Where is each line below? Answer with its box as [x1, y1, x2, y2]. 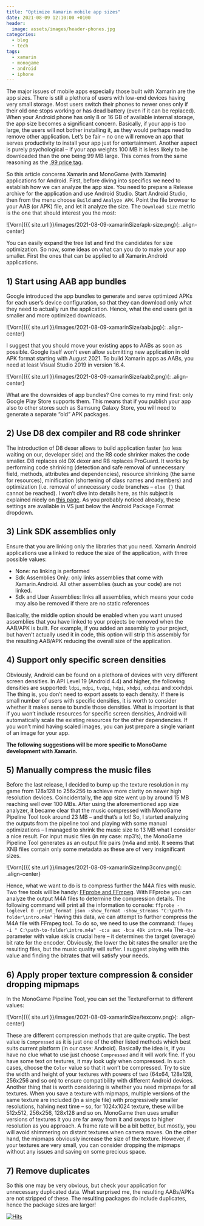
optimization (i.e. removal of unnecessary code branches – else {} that [6, 483, 185, 490]
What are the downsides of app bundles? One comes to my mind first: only [6, 391, 193, 399]
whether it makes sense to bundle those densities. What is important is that [6, 703, 194, 711]
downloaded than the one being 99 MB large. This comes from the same [6, 153, 188, 160]
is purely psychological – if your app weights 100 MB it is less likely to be [6, 146, 188, 153]
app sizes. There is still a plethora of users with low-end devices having [6, 94, 186, 102]
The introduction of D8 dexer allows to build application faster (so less [6, 444, 182, 452]
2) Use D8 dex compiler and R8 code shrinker [6, 428, 181, 438]
